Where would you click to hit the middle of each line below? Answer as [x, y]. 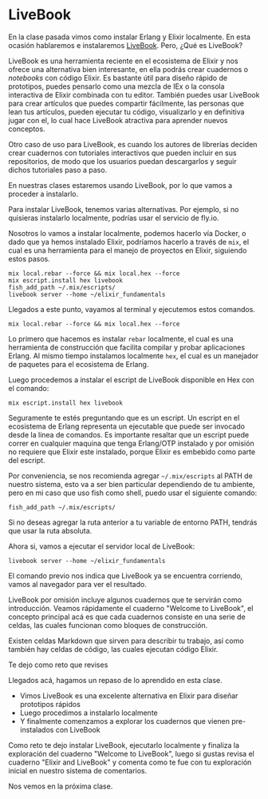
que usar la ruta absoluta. [50, 530]
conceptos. [27, 129]
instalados [37, 729]
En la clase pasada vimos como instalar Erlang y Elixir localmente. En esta [130, 37]
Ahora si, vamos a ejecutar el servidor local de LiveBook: [102, 546]
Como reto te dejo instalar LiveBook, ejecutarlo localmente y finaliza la [124, 745]
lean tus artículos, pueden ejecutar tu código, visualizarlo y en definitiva [126, 112]
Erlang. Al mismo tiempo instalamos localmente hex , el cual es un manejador [134, 356]
